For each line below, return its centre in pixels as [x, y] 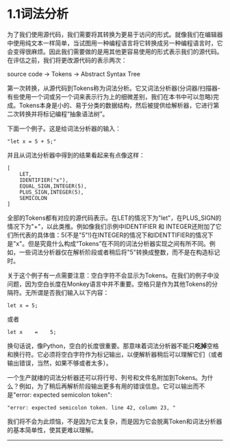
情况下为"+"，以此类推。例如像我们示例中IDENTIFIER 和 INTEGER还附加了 [111, 226]
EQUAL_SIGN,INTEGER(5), [53, 186]
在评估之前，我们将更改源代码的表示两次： [67, 60]
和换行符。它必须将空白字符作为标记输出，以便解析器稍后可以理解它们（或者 [115, 354]
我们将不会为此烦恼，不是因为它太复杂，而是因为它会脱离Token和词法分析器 [115, 421]
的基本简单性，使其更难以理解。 [52, 429]
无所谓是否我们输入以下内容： [67, 292]
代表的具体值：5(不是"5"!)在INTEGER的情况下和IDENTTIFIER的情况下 [116, 235]
